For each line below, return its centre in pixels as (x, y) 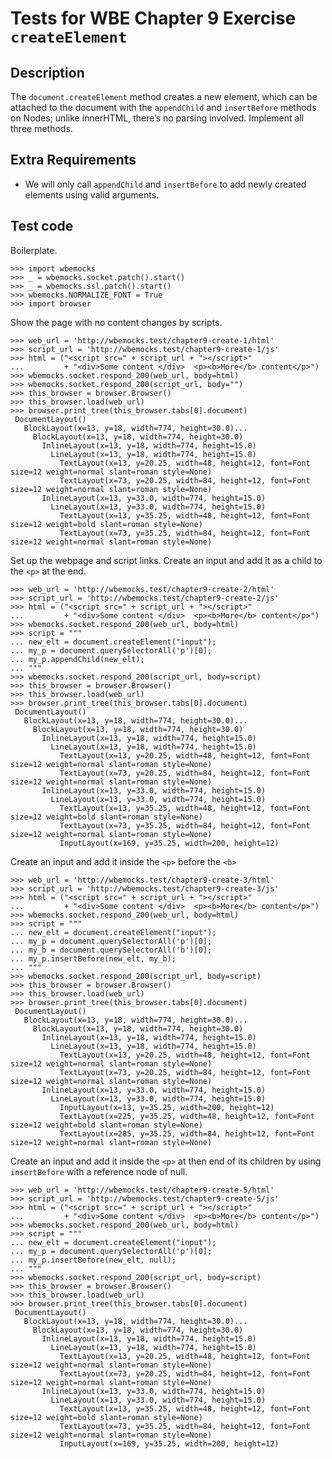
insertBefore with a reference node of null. (99, 1171)
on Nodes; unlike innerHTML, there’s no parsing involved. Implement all (157, 118)
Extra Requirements (73, 160)
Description (47, 72)
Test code (42, 226)
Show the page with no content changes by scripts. (116, 322)
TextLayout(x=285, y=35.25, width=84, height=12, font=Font (187, 1133)
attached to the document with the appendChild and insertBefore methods (163, 107)
